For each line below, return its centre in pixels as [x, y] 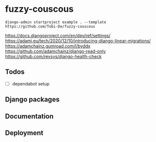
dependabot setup [31, 84]
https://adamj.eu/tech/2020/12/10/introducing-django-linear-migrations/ [78, 41]
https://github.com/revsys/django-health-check [53, 56]
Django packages [32, 99]
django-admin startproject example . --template [56, 22]
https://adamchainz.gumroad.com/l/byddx [48, 46]
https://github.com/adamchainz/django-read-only [55, 51]
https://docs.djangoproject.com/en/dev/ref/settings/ [58, 35]
